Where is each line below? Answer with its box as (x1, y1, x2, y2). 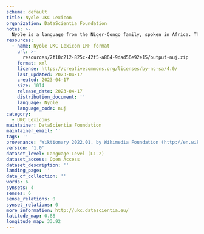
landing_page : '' (6, 168, 50, 174)
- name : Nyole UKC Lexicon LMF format (12, 43, 110, 49)
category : (6, 111, 32, 117)
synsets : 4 (6, 185, 34, 191)
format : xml (17, 60, 47, 66)
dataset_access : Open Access (6, 156, 80, 162)
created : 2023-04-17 (17, 77, 69, 83)
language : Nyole (17, 99, 59, 105)
